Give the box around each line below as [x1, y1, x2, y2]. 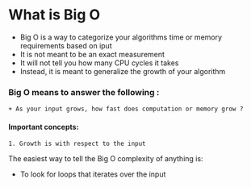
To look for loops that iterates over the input [19, 169, 166, 179]
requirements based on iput [19, 40, 112, 50]
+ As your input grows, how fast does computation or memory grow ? [8, 105, 244, 114]
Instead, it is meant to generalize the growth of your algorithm [19, 66, 226, 76]
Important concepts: [8, 122, 79, 131]
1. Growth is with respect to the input [8, 139, 147, 148]
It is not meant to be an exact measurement [19, 49, 165, 59]
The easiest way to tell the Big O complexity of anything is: [8, 154, 203, 164]
